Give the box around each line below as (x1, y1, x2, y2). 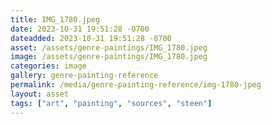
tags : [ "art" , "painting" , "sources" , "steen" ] (10, 98, 213, 108)
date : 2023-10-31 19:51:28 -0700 (10, 24, 150, 34)
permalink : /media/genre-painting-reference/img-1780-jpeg (10, 80, 262, 90)
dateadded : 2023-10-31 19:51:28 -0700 (10, 33, 172, 43)
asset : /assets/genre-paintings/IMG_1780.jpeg (10, 42, 208, 53)
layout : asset (10, 89, 70, 99)
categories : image (10, 61, 87, 71)
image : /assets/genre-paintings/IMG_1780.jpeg (10, 52, 208, 62)
